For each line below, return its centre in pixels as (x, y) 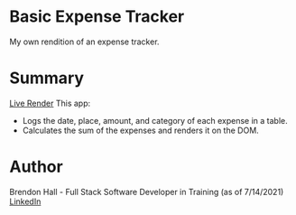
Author (36, 167)
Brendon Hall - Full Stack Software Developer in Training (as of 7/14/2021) (147, 192)
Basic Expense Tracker (97, 17)
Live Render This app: (50, 103)
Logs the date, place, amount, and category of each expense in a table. (155, 120)
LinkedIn (25, 201)
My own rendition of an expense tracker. (84, 42)
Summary (46, 78)
